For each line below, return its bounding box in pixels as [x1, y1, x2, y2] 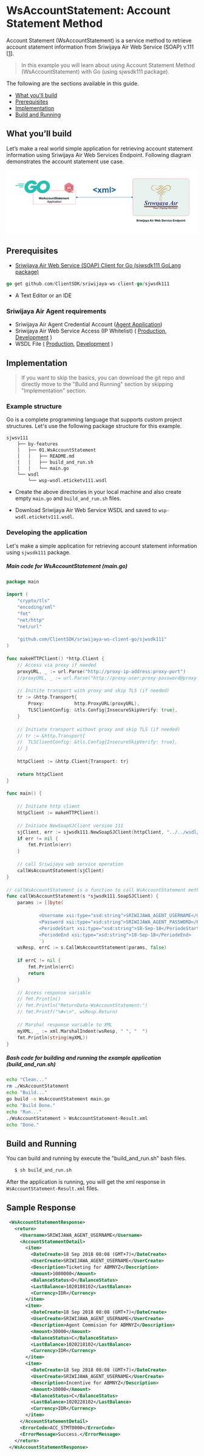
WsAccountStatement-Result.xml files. [6, 1185, 99, 1192]
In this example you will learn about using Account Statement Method [21, 62, 195, 69]
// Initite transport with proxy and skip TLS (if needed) [17, 688, 170, 694]
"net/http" [17, 617, 45, 623]
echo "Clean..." [6, 1077, 47, 1083]
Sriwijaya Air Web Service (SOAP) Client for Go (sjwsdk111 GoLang [15, 262, 181, 269]
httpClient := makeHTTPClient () [17, 810, 99, 816]
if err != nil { [17, 835, 59, 842]
